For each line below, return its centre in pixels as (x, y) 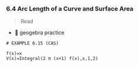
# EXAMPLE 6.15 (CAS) (33, 43)
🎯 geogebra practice (39, 33)
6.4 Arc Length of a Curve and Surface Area (70, 9)
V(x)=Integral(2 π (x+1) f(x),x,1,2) (52, 59)
